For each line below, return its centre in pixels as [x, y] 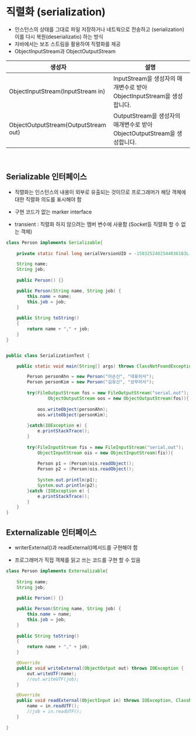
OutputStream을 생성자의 [147, 116]
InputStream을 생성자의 [145, 78]
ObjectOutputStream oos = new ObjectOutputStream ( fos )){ [118, 398]
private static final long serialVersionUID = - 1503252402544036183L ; [104, 253]
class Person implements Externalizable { [57, 571]
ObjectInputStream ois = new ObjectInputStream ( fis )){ [105, 453]
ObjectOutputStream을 [144, 133]
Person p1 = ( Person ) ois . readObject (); [85, 464]
